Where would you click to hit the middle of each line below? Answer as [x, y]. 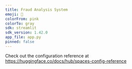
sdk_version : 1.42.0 [27, 33]
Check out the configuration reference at [47, 56]
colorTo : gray [20, 23]
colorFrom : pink [22, 19]
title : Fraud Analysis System [37, 10]
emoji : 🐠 [14, 14]
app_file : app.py [23, 37]
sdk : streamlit [21, 28]
